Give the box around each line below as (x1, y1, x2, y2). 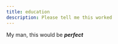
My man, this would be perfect (6, 31, 84, 38)
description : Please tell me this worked (6, 14, 113, 20)
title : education (6, 8, 50, 15)
